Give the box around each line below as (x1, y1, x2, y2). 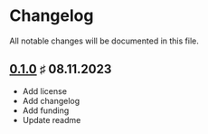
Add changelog (22, 95, 80, 106)
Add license (22, 85, 68, 96)
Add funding (22, 105, 70, 116)
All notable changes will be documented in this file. (9, 35, 199, 46)
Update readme (22, 114, 81, 125)
